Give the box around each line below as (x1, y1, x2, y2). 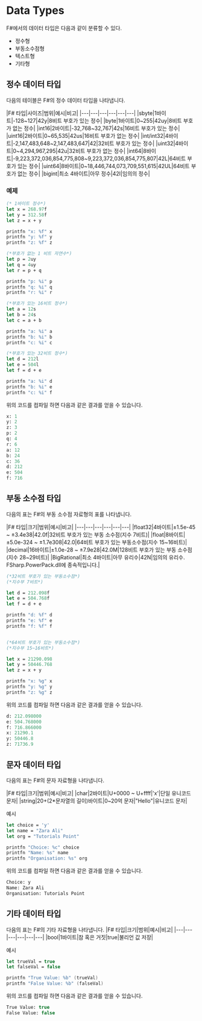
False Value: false (6, 1010, 55, 1016)
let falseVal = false (6, 964, 61, 970)
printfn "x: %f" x (6, 228, 52, 235)
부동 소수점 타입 (6, 494, 62, 504)
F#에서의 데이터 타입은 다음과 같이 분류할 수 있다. (6, 24, 122, 31)
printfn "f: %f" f (6, 623, 52, 629)
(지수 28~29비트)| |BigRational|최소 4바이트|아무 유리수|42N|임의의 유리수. (6, 553, 185, 561)
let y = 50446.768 (6, 662, 52, 668)
